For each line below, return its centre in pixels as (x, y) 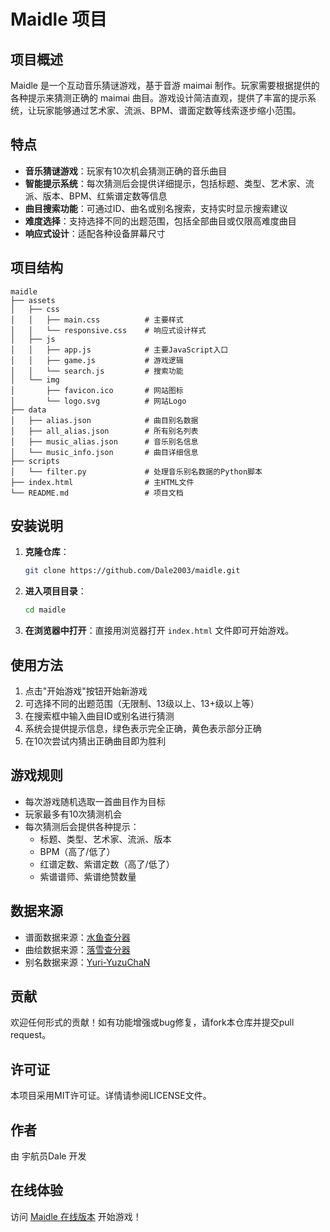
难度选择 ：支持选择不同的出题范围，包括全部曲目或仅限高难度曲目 (160, 221)
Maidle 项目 (59, 19)
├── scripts (35, 461)
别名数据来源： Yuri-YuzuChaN (87, 962)
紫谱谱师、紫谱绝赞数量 (88, 876)
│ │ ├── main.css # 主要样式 (97, 320)
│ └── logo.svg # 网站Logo (98, 401)
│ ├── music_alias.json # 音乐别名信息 (104, 441)
